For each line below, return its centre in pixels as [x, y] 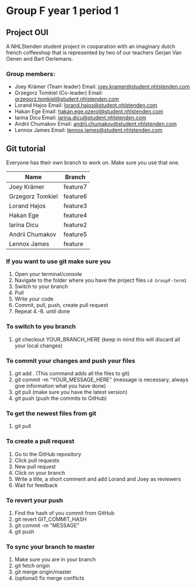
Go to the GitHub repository [48, 454]
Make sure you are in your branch [55, 560]
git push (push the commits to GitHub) [61, 398]
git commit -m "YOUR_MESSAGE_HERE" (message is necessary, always [102, 379]
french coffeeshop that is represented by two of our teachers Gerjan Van [94, 53]
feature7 [75, 187]
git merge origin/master [43, 572]
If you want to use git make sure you [59, 261]
